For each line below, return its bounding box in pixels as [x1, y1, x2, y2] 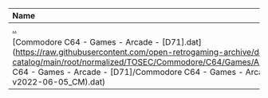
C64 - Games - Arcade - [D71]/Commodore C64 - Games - [12, 67, 244, 77]
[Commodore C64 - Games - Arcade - [12, 37, 160, 47]
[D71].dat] [162, 37, 202, 47]
